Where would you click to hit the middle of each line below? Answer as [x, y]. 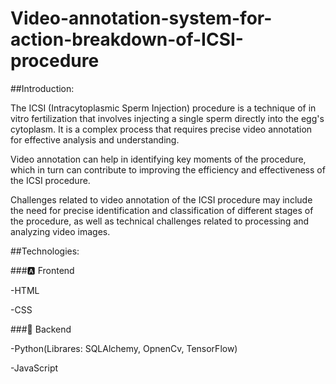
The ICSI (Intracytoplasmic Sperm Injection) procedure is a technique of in [163, 108]
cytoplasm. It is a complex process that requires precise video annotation [161, 129]
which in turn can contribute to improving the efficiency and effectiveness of [168, 169]
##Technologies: [45, 251]
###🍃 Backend [41, 329]
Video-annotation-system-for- [141, 18]
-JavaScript [34, 368]
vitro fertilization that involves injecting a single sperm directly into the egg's [167, 118]
